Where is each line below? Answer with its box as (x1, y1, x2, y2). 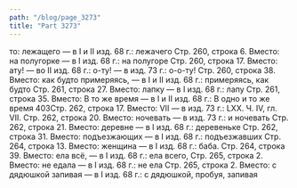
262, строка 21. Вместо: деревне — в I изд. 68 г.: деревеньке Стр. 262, (9, 121, 278, 132)
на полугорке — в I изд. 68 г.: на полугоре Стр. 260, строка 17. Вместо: (9, 55, 278, 66)
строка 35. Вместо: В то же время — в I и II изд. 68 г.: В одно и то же (9, 93, 270, 103)
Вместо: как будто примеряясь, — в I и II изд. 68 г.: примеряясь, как (9, 74, 269, 85)
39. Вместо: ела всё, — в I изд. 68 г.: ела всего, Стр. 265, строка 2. (9, 150, 264, 160)
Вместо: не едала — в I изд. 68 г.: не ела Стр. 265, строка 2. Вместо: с (9, 159, 277, 170)
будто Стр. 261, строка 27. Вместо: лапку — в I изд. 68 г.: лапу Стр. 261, (9, 84, 281, 94)
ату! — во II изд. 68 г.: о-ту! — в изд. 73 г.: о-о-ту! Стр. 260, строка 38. (9, 64, 276, 76)
